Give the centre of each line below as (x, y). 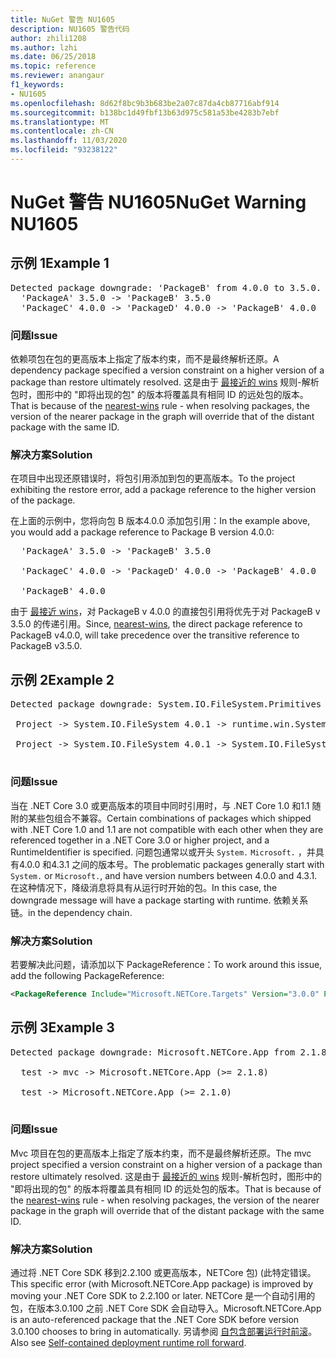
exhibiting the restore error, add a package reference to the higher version (163, 490)
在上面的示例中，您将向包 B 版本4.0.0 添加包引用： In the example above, (160, 521)
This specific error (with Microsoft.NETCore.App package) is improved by (162, 1284)
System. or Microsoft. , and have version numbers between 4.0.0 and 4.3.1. (164, 875)
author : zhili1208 (48, 38)
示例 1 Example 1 (60, 263)
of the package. (43, 500)
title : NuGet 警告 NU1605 (62, 19)
